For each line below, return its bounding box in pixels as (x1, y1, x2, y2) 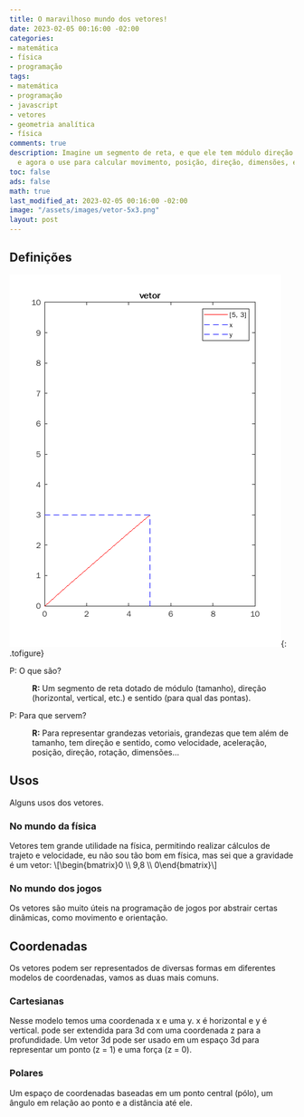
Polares (9, 1067, 43, 1080)
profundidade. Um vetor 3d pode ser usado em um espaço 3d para (9, 1035, 260, 1045)
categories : (9, 34, 54, 43)
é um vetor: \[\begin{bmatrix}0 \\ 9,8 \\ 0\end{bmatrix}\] (9, 859, 217, 870)
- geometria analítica (9, 120, 95, 129)
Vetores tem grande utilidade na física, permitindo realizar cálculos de (9, 840, 271, 851)
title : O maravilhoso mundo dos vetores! (9, 14, 168, 24)
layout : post (9, 216, 59, 225)
